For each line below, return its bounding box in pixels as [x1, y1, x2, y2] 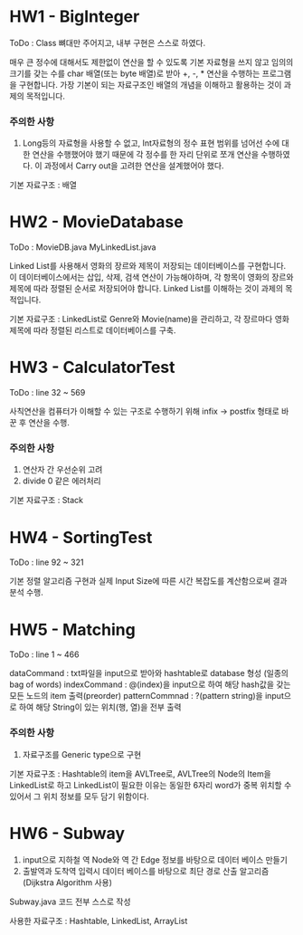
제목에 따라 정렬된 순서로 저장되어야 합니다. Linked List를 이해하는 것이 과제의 [9, 283, 283, 294]
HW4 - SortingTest [9, 527, 153, 548]
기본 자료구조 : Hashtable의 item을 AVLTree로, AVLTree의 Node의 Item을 [9, 768, 271, 779]
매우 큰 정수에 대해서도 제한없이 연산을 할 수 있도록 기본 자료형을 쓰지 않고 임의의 [9, 56, 294, 67]
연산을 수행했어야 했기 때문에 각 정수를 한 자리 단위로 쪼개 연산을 [32, 149, 260, 160]
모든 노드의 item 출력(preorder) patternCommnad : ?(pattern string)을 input [9, 691, 285, 701]
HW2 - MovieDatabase [9, 212, 184, 233]
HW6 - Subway [9, 823, 125, 844]
